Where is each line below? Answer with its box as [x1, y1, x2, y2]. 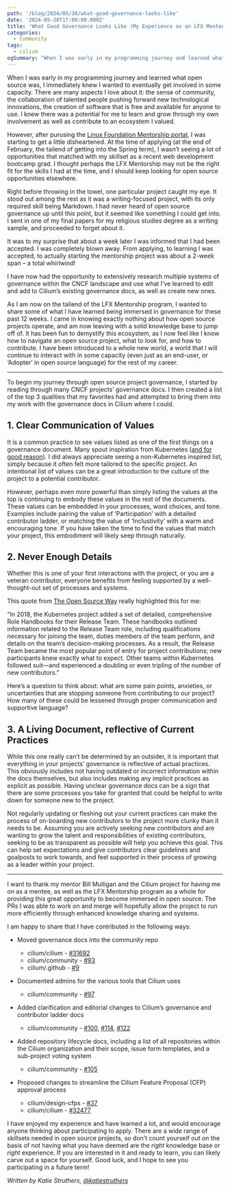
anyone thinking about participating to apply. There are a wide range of [7, 1127, 208, 1135]
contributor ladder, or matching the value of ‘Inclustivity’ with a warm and [7, 517, 214, 525]
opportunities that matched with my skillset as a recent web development [7, 152, 214, 160]
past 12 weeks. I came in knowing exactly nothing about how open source [7, 315, 216, 323]
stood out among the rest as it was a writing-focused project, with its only [7, 195, 216, 203]
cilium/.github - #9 [27, 963, 80, 972]
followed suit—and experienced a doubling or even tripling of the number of [7, 661, 221, 670]
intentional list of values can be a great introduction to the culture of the [7, 467, 209, 475]
